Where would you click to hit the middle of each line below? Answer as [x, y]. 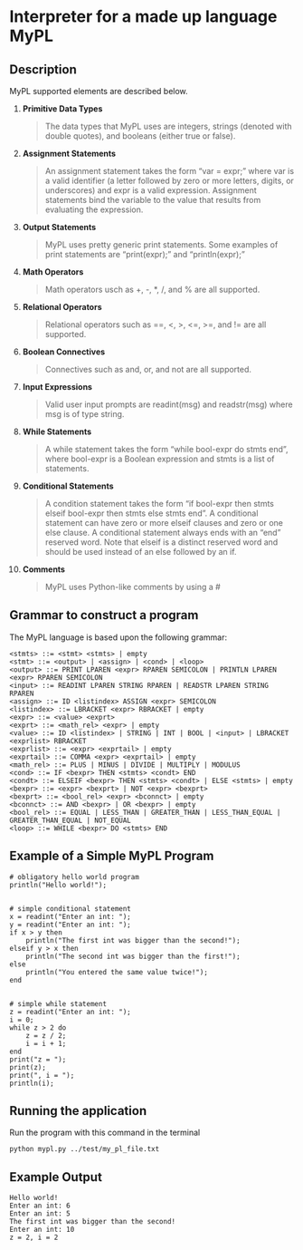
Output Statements [59, 227]
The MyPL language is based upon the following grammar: [118, 637]
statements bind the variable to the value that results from [153, 200]
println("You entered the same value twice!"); [117, 972]
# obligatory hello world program [75, 877]
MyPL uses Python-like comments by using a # [133, 587]
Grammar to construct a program [104, 615]
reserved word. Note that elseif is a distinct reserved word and [161, 542]
